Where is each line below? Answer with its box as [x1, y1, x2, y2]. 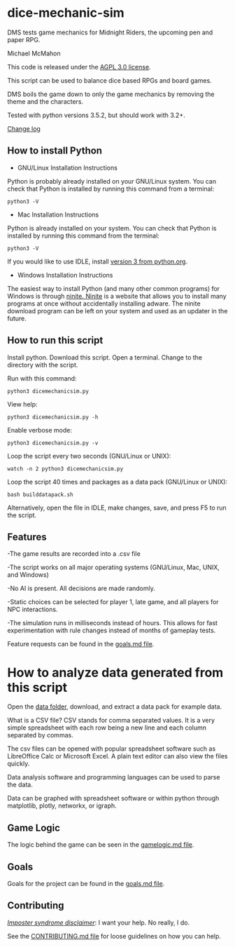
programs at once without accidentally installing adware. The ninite [7, 299, 201, 308]
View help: [7, 400, 38, 408]
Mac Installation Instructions [17, 210, 99, 219]
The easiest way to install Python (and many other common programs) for [7, 284, 220, 292]
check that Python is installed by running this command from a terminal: [7, 184, 215, 193]
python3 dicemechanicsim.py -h [7, 414, 99, 421]
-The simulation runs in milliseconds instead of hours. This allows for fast [7, 619, 218, 627]
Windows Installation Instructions [17, 271, 113, 279]
